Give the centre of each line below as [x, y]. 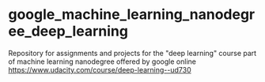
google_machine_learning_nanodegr [132, 15]
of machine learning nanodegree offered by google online [102, 61]
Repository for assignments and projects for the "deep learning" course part [132, 53]
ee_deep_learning [68, 31]
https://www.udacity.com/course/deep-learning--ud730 [100, 69]
